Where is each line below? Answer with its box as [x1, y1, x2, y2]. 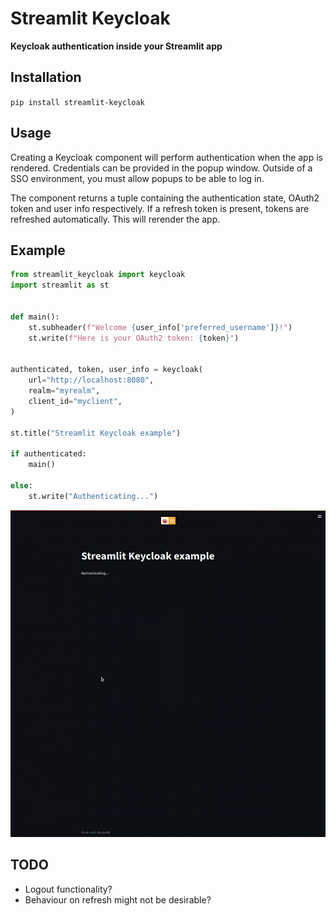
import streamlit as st [10, 280, 110, 291]
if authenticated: [10, 449, 87, 459]
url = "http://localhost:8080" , [28, 375, 155, 386]
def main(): [10, 312, 60, 322]
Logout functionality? [24, 883, 113, 895]
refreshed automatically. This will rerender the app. [10, 213, 221, 225]
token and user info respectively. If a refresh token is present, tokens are [10, 202, 310, 214]
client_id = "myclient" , [28, 396, 123, 406]
